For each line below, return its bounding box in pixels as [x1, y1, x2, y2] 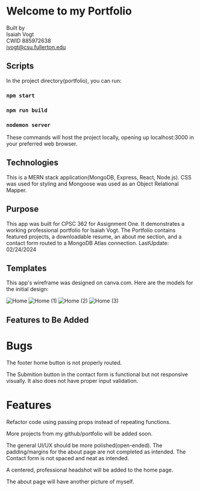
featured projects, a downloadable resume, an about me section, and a [6, 233, 182, 240]
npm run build [6, 107, 48, 114]
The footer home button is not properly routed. [6, 359, 122, 366]
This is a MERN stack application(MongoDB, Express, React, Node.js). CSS [6, 173, 192, 181]
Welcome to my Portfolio [6, 4, 133, 18]
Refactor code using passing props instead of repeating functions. [6, 418, 171, 425]
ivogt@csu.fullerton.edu [6, 43, 66, 51]
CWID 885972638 [6, 37, 51, 44]
